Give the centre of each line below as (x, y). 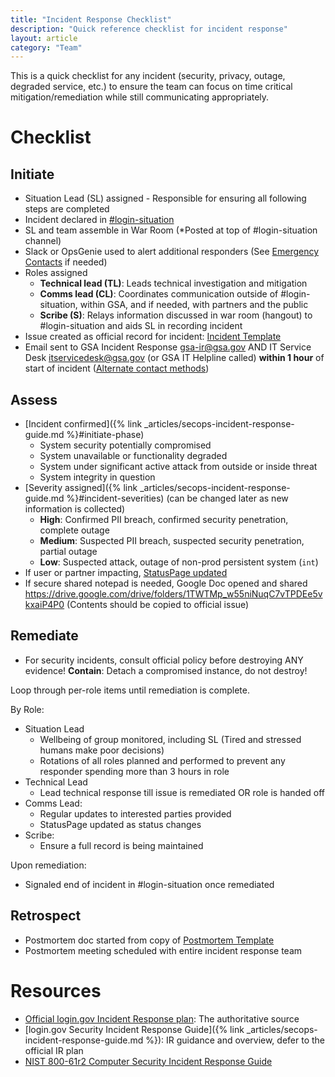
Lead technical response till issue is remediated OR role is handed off (182, 792)
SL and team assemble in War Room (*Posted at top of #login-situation (171, 230)
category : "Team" (46, 47)
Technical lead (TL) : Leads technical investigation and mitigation (173, 283)
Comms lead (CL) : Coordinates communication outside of (159, 294)
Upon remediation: (48, 865)
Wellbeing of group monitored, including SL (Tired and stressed (170, 739)
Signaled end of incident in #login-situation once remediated (149, 884)
